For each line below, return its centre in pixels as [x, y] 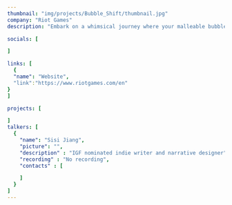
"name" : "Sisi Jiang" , [52, 140]
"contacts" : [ [41, 166]
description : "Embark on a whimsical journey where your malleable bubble [117, 26]
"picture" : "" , [41, 146]
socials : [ [23, 39]
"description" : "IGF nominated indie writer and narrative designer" [123, 153]
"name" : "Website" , [41, 77]
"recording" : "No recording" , [65, 159]
